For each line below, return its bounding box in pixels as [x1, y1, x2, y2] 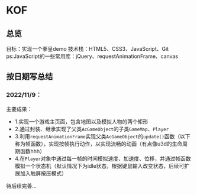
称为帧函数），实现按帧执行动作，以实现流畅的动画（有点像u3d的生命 [14, 140, 183, 147]
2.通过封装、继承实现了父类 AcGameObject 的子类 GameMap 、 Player [14, 125, 169, 132]
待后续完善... [6, 182, 37, 189]
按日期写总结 [6, 71, 53, 82]
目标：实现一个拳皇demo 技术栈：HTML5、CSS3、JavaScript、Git [6, 45, 169, 52]
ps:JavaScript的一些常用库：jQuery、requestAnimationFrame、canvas [6, 53, 179, 60]
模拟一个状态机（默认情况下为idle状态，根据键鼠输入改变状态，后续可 [14, 162, 185, 169]
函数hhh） [20, 147, 46, 154]
